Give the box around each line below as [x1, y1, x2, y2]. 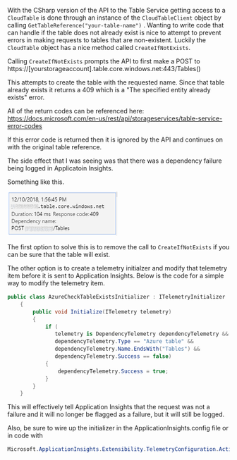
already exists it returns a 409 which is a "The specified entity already [7, 86, 211, 94]
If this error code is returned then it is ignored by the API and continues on [7, 135, 224, 144]
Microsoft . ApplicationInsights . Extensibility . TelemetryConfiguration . [7, 446, 219, 453]
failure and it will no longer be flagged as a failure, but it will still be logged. [7, 410, 225, 418]
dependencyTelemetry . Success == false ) [54, 353, 172, 360]
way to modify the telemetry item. [7, 279, 106, 287]
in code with [7, 431, 44, 440]
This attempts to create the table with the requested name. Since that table [7, 78, 225, 87]
